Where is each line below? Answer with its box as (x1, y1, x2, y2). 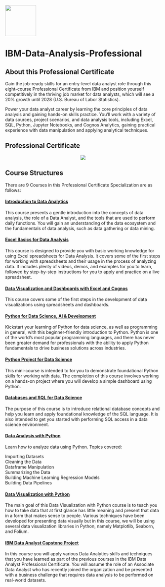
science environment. (5, 421, 49, 427)
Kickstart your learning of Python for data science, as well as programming (5, 324, 158, 330)
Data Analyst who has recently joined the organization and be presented (5, 567, 152, 573)
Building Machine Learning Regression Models (5, 474, 100, 480)
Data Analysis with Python (5, 433, 61, 439)
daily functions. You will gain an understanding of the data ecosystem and (5, 220, 156, 226)
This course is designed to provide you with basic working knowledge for (5, 248, 155, 254)
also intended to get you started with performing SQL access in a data (5, 416, 148, 422)
